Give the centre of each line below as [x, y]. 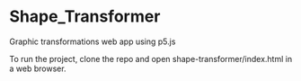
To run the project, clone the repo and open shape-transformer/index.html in [151, 58]
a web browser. [38, 68]
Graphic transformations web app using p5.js [93, 41]
